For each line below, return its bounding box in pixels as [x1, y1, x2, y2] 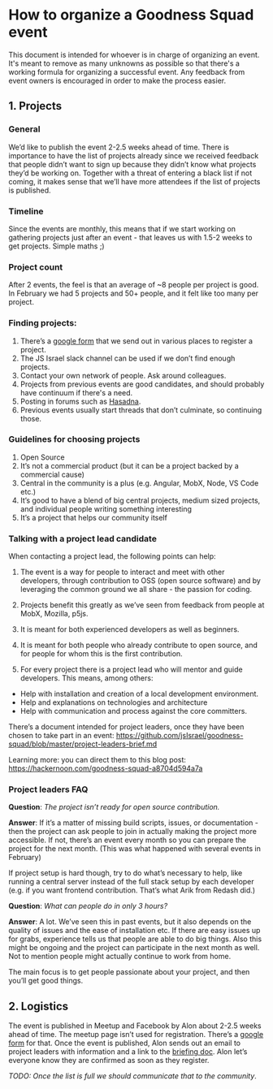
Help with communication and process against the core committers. [19, 707, 248, 716]
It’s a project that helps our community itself [19, 512, 168, 522]
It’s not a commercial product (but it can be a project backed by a [19, 460, 240, 470]
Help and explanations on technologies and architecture [19, 698, 208, 707]
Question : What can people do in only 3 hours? [8, 901, 168, 911]
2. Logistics [8, 999, 69, 1013]
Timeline [8, 205, 44, 217]
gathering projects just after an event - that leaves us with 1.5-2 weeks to [8, 232, 253, 242]
